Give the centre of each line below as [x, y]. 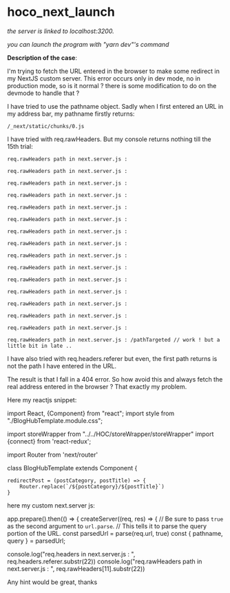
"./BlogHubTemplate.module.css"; [55, 420]
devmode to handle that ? [43, 93]
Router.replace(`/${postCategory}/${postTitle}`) [92, 486]
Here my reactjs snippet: [42, 399]
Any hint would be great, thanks [52, 582]
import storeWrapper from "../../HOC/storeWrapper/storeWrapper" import [111, 434]
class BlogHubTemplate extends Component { [72, 468]
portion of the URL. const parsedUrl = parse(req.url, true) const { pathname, [115, 533]
